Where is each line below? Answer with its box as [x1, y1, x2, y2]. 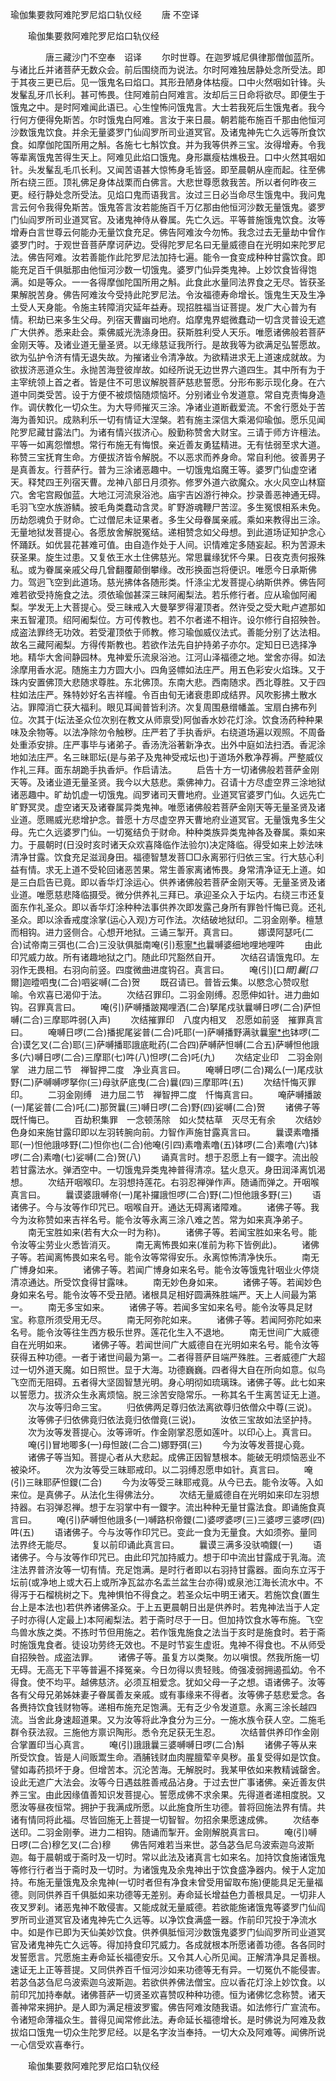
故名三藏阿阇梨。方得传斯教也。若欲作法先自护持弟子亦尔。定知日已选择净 [10, 639, 317, 650]
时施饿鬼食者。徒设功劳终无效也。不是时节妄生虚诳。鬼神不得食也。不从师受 [10, 1639, 326, 1650]
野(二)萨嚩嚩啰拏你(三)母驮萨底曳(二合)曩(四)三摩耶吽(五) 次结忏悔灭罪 [10, 1076, 317, 1088]
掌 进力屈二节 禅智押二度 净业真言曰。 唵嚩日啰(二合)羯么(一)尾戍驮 [10, 1064, 324, 1075]
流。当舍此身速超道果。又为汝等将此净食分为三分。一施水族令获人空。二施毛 [10, 1714, 326, 1725]
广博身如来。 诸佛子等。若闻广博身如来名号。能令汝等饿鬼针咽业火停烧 [10, 1264, 320, 1275]
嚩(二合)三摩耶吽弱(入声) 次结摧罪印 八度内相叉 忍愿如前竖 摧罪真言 [10, 1014, 324, 1025]
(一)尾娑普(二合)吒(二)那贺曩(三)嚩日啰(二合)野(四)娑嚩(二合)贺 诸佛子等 [10, 1101, 321, 1113]
